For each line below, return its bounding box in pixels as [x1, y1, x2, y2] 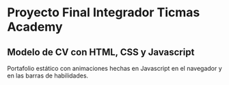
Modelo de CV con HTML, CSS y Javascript [7, 46, 195, 58]
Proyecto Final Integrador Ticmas [7, 5, 200, 20]
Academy [7, 19, 63, 35]
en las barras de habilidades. [7, 71, 89, 80]
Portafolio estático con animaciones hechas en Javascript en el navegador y [7, 65, 222, 72]
